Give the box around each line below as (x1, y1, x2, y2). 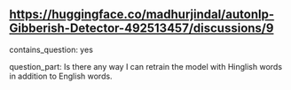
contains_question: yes (9, 44, 93, 55)
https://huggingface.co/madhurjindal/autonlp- (9, 7, 275, 22)
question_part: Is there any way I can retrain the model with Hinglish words (9, 61, 282, 71)
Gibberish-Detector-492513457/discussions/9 (9, 21, 274, 36)
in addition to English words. (9, 71, 113, 81)
